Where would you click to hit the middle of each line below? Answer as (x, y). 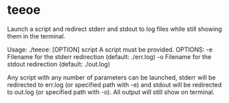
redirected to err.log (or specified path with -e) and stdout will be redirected (115, 84)
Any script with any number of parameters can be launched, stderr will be (112, 77)
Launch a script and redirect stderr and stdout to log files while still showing (115, 29)
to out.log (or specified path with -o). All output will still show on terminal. (111, 92)
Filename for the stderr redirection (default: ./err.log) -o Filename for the (109, 56)
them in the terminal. (36, 36)
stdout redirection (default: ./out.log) (59, 64)
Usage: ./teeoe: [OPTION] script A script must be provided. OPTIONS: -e (110, 49)
